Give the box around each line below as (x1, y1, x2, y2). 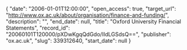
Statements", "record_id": (6, 24, 71, 31)
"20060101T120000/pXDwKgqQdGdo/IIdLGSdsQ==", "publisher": (6, 31, 172, 38)
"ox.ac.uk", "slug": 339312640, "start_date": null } (6, 37, 131, 44)
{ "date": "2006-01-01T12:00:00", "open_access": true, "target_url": (6, 5, 177, 12)
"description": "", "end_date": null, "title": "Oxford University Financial (6, 18, 181, 25)
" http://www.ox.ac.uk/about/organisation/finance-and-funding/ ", (6, 11, 169, 19)
